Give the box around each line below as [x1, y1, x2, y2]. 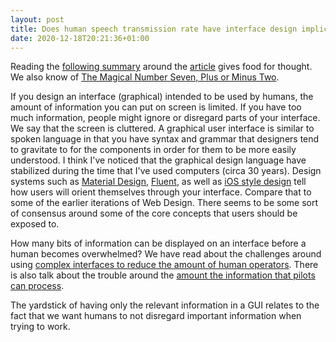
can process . [10, 280, 65, 292]
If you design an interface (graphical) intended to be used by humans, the [10, 91, 314, 103]
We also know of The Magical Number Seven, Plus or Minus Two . [10, 71, 280, 83]
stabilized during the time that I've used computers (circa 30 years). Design [10, 165, 322, 177]
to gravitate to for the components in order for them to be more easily [10, 144, 297, 156]
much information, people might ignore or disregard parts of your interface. [10, 112, 321, 124]
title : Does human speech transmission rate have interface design [10, 24, 298, 34]
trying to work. [10, 321, 71, 333]
